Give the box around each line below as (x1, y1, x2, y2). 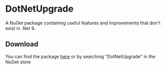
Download (5, 40, 38, 49)
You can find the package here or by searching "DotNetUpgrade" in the (5, 53, 156, 59)
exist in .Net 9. (5, 25, 36, 31)
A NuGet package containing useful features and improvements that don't (5, 20, 161, 26)
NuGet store (5, 59, 31, 65)
